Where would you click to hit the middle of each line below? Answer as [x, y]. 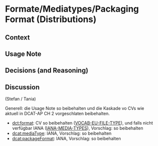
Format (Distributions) [51, 19]
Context [18, 37]
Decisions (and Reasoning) [47, 71]
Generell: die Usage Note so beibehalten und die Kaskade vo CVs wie [75, 108]
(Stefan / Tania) [21, 99]
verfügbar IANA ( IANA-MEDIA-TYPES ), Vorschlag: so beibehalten [78, 128]
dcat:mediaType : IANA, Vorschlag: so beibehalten [62, 133]
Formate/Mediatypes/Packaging [72, 9]
